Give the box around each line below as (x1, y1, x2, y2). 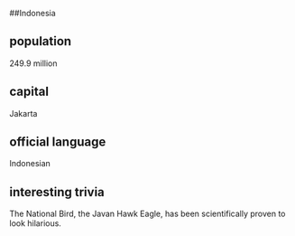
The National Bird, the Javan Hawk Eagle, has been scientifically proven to (9, 208, 286, 220)
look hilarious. (9, 218, 61, 229)
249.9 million (9, 58, 58, 69)
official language (9, 135, 106, 150)
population (9, 33, 72, 49)
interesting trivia (9, 184, 106, 200)
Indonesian (9, 158, 51, 169)
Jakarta (9, 108, 38, 118)
